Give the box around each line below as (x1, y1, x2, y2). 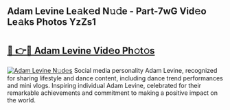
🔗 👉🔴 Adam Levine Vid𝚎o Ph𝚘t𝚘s (7, 45, 155, 56)
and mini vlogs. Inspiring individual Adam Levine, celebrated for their (7, 82, 201, 89)
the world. (7, 96, 36, 104)
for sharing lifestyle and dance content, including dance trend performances (7, 74, 223, 82)
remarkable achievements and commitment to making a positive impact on (7, 89, 218, 97)
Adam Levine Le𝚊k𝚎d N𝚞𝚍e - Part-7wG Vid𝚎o (7, 5, 207, 17)
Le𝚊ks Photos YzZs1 (7, 16, 96, 28)
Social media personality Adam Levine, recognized (73, 67, 218, 74)
